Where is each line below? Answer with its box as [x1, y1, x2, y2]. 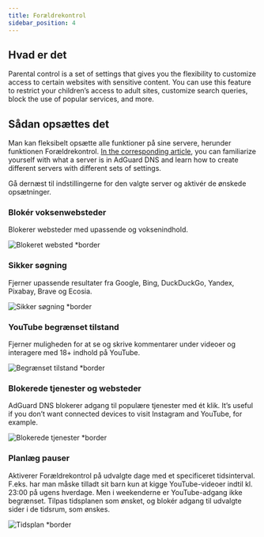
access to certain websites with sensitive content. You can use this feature [8, 78, 251, 87]
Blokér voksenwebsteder [8, 207, 107, 218]
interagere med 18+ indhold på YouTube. [8, 348, 141, 357]
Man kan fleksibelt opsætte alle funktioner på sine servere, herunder [8, 138, 232, 148]
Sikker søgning [8, 260, 67, 271]
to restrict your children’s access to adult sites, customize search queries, [8, 86, 248, 96]
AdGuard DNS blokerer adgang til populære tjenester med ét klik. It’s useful [8, 401, 254, 410]
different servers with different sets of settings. [8, 164, 162, 173]
